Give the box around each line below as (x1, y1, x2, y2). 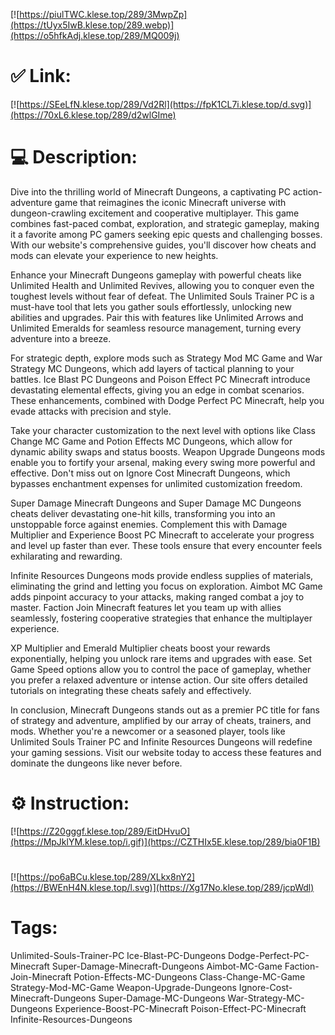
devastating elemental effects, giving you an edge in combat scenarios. (10, 384, 305, 396)
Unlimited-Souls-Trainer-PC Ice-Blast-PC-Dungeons (10, 949, 227, 961)
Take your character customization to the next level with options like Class (10, 424, 316, 436)
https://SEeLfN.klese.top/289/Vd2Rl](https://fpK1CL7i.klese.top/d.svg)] (19, 98, 312, 110)
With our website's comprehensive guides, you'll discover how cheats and (10, 239, 317, 251)
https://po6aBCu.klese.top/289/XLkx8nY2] (19, 871, 196, 883)
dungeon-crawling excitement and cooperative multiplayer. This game (10, 207, 300, 219)
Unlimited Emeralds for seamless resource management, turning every (10, 322, 302, 334)
